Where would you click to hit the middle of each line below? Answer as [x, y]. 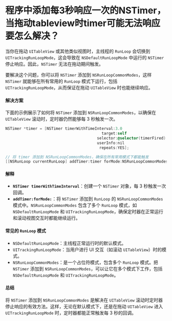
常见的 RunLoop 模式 [26, 231]
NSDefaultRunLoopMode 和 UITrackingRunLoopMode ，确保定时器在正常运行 [88, 212]
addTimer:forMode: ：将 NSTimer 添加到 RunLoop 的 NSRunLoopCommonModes [88, 199]
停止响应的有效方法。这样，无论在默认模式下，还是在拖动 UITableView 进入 [84, 306]
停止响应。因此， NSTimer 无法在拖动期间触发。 [55, 64]
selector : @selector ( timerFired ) [132, 138]
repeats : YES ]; [114, 148]
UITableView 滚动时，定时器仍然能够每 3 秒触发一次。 [62, 119]
